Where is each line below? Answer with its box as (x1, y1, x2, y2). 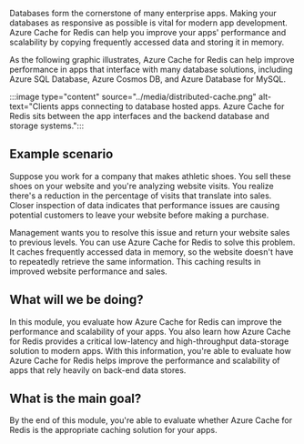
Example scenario (9, 146, 114, 162)
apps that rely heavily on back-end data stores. (9, 364, 187, 376)
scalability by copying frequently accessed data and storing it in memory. (9, 36, 285, 47)
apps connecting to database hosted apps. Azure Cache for (60, 101, 285, 112)
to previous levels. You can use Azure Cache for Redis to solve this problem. (9, 237, 296, 247)
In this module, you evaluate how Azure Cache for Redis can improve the (9, 316, 282, 327)
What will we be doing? (9, 292, 144, 308)
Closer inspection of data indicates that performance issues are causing (9, 199, 280, 210)
